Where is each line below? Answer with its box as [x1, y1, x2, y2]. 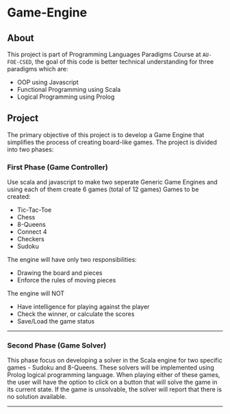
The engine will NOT [7, 289, 65, 297]
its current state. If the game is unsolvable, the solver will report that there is [7, 385, 222, 393]
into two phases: [7, 145, 54, 154]
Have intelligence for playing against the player [16, 303, 150, 311]
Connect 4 [16, 228, 47, 236]
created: [7, 193, 31, 201]
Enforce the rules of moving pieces [16, 276, 116, 284]
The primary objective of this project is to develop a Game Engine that [7, 130, 205, 138]
